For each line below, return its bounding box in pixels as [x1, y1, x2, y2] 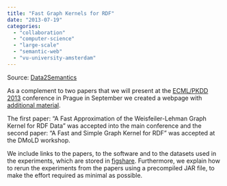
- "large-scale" [13, 42, 59, 49]
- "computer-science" [13, 36, 75, 42]
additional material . [7, 101, 62, 109]
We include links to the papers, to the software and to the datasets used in [7, 149, 217, 157]
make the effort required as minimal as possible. [7, 171, 143, 179]
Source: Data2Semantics [7, 73, 77, 81]
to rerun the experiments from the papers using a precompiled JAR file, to [7, 163, 215, 172]
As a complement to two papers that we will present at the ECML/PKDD [7, 86, 209, 94]
